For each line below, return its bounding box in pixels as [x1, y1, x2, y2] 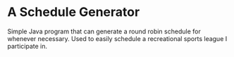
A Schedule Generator [7, 4, 140, 20]
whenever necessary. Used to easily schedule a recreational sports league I [7, 34, 228, 42]
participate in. [7, 42, 48, 50]
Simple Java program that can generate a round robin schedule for [7, 27, 201, 35]
